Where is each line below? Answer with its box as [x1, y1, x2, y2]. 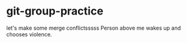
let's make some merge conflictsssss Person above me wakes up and [6, 24, 182, 31]
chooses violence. [6, 30, 52, 38]
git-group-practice [6, 4, 104, 18]
